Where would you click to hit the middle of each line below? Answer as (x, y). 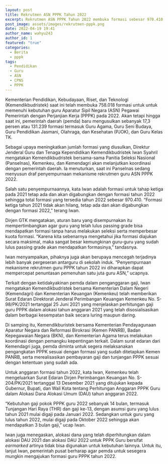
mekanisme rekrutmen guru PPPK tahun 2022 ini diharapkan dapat (74, 267)
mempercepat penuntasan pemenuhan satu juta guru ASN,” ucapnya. (77, 273)
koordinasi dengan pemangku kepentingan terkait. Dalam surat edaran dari (83, 341)
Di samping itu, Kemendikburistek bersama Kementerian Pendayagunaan (81, 324)
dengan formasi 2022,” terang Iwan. (43, 210)
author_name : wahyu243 (29, 33)
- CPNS (17, 80)
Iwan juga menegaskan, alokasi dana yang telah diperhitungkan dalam (78, 435)
